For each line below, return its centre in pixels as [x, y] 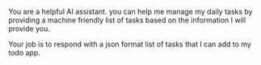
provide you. [29, 28]
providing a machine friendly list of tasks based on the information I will [127, 20]
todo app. [24, 53]
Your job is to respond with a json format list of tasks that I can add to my [130, 44]
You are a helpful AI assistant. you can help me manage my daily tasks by [130, 12]
